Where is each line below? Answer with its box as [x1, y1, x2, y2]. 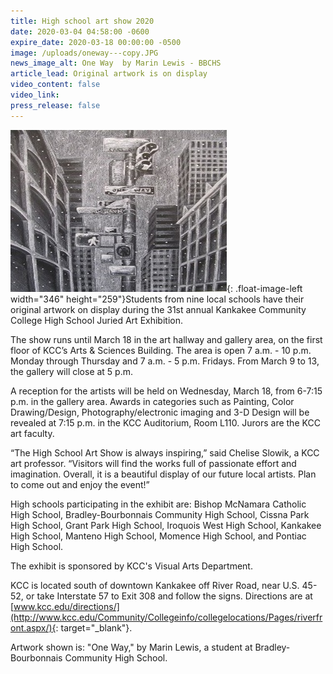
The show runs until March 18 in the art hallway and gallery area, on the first [10, 333, 323, 345]
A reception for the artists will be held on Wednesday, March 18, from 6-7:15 [10, 385, 323, 397]
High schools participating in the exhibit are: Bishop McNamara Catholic [10, 498, 307, 510]
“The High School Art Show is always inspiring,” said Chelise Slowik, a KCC [10, 446, 320, 459]
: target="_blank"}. [55, 621, 133, 634]
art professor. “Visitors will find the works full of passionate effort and [10, 457, 297, 469]
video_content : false [10, 80, 101, 90]
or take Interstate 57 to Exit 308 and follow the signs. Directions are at [25, 590, 313, 602]
